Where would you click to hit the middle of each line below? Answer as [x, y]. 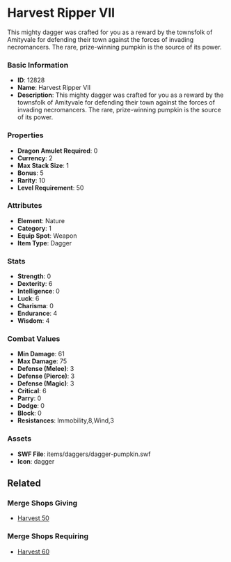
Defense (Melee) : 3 [46, 369]
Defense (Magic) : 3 [46, 383]
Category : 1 [34, 228]
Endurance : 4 [37, 313]
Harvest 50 [33, 518]
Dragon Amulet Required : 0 [57, 151]
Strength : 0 [34, 276]
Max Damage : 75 [42, 361]
